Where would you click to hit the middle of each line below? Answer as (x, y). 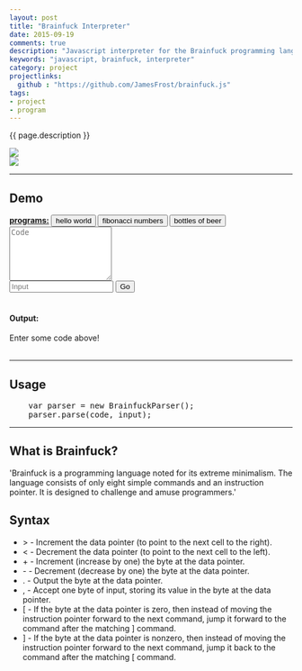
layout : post (34, 18)
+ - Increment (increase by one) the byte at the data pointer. (133, 561)
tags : (19, 93)
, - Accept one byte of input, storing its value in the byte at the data (147, 590)
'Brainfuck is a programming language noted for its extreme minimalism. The (151, 473)
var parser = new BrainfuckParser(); (111, 406)
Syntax (30, 520)
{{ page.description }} (50, 135)
